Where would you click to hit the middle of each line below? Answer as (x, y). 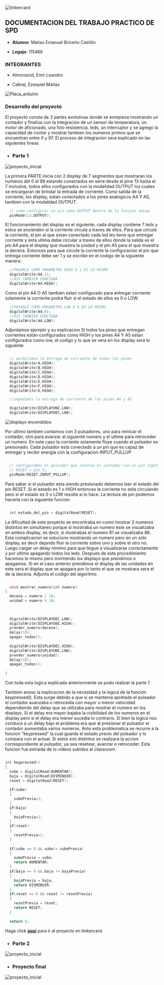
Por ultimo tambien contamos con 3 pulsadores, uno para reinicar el (73, 432)
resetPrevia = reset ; (36, 903)
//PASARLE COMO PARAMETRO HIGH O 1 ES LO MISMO (59, 270)
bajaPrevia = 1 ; (28, 817)
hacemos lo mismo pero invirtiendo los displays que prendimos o (70, 558)
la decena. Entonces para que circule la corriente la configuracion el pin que (82, 251)
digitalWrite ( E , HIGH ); (32, 381)
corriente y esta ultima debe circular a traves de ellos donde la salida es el (80, 240)
